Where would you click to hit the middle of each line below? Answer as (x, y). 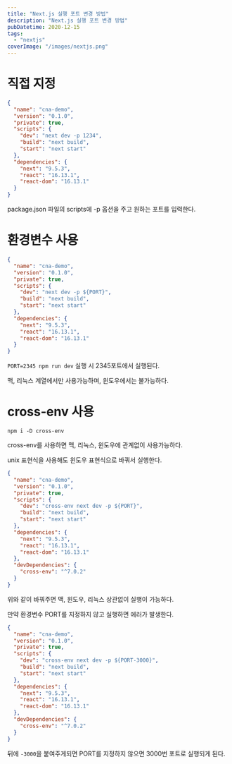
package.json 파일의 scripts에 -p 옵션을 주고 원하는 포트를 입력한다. (102, 210)
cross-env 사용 (51, 412)
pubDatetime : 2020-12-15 (44, 27)
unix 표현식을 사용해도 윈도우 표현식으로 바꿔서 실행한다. (85, 460)
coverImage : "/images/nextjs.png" (58, 47)
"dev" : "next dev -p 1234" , (61, 136)
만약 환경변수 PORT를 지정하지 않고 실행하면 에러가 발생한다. (91, 614)
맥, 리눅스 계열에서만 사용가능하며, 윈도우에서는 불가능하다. (88, 381)
